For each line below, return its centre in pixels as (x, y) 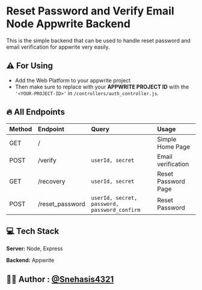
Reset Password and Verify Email (90, 11)
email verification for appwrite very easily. (58, 47)
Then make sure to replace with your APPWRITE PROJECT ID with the (102, 87)
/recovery (52, 181)
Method (21, 129)
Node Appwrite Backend (69, 24)
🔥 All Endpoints (35, 112)
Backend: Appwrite (30, 261)
